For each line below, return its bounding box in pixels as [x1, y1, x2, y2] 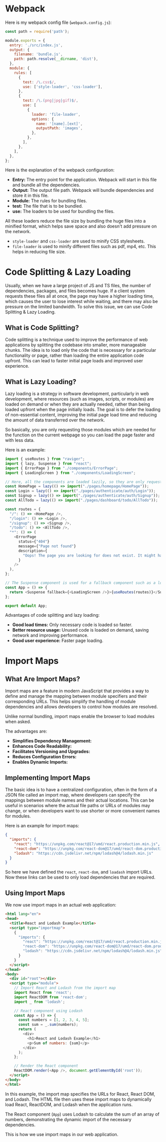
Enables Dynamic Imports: [12, 759, 68, 765]
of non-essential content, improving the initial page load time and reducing [5, 412, 157, 417]
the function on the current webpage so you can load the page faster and [5, 432, 155, 438]
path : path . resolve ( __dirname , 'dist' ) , [14, 57, 98, 62]
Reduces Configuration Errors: [12, 754, 77, 760]
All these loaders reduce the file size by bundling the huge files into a [5, 218, 146, 224]
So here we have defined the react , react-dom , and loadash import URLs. [5, 869, 153, 875]
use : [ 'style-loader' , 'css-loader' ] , [23, 84, 103, 89]
